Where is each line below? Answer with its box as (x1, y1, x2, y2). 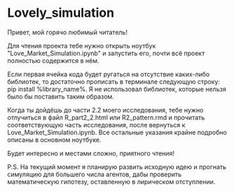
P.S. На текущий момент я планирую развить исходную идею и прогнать (7, 162, 226, 171)
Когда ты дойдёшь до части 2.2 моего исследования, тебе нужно (7, 106, 204, 114)
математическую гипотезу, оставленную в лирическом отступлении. (7, 177, 216, 186)
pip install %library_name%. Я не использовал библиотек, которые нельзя (7, 85, 226, 93)
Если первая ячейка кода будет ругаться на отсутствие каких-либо (7, 70, 210, 78)
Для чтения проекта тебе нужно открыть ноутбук (7, 41, 156, 50)
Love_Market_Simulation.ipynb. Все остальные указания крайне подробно (7, 128, 228, 136)
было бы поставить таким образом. (7, 92, 114, 101)
